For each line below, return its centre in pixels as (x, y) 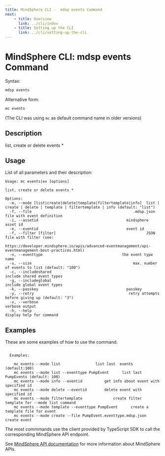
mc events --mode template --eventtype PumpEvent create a (81, 407)
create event (18, 420)
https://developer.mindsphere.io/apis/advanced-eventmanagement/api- (78, 246)
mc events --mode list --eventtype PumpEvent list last (78, 373)
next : (11, 14)
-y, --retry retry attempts (85, 293)
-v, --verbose (24, 302)
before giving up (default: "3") (39, 298)
